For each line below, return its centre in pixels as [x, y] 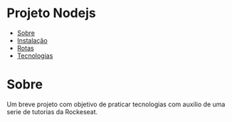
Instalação [32, 40]
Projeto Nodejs [52, 13]
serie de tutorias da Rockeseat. [52, 111]
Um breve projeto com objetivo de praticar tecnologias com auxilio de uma [116, 104]
